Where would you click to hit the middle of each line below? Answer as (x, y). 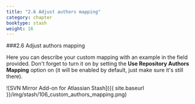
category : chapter (29, 17)
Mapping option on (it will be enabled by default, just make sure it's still (95, 70)
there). (14, 76)
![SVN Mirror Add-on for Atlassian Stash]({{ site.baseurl (75, 88)
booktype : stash (26, 23)
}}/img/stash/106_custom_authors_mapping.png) (67, 94)
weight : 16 (20, 29)
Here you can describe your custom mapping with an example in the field (97, 57)
